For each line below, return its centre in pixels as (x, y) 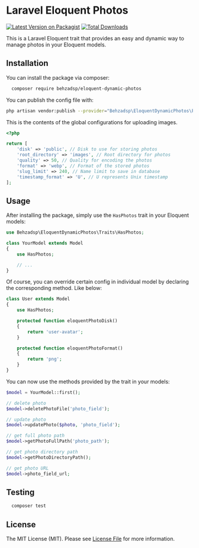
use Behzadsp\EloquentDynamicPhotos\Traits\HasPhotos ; (75, 232)
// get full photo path (36, 436)
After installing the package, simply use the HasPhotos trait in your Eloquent (98, 215)
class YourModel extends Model (45, 243)
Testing (20, 492)
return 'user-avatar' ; (55, 332)
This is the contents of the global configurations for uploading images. (92, 122)
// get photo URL (28, 468)
